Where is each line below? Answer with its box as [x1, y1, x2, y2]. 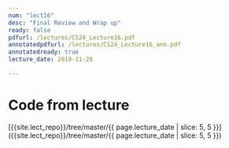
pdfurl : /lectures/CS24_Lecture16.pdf [8, 33, 135, 42]
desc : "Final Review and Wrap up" [8, 19, 122, 27]
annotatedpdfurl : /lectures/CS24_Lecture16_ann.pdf [8, 41, 181, 49]
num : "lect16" [8, 11, 55, 20]
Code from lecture [8, 96, 130, 114]
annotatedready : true [8, 48, 79, 56]
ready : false [8, 26, 51, 34]
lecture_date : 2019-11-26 [8, 56, 93, 64]
